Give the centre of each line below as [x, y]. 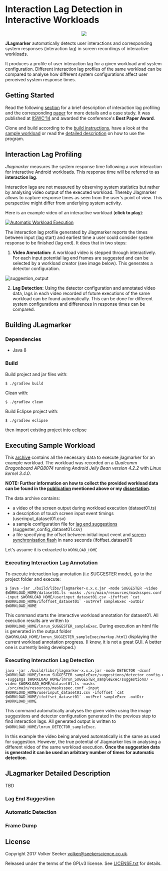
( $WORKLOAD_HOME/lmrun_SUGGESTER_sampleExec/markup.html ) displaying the [81, 637]
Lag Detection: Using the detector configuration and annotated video [84, 288]
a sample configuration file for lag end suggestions [65, 524]
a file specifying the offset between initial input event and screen [79, 535]
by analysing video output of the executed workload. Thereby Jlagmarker [81, 192]
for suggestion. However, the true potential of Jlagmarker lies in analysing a [83, 741]
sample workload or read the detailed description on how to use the [75, 133]
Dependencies [23, 339]
